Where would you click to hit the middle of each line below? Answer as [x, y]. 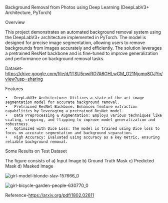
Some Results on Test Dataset [36, 151]
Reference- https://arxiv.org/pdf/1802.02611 [50, 195]
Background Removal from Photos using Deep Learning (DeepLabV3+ [77, 7]
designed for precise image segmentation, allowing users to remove [75, 43]
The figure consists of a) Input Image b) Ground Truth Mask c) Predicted [79, 161]
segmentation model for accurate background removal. [62, 102]
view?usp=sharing [24, 79]
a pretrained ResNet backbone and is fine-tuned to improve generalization [82, 53]
